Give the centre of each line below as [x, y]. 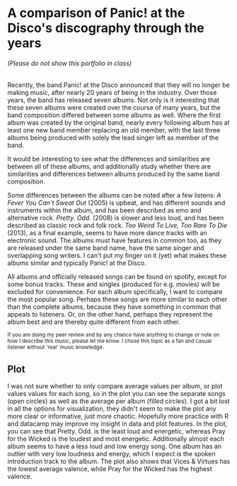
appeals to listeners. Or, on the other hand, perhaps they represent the [110, 315]
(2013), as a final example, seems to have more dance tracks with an [107, 233]
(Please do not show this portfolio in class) [70, 63]
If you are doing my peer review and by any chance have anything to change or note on [114, 335]
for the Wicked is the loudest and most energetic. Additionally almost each [116, 439]
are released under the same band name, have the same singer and [106, 248]
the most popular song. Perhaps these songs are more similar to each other [117, 300]
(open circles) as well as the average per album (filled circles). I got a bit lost [118, 401]
